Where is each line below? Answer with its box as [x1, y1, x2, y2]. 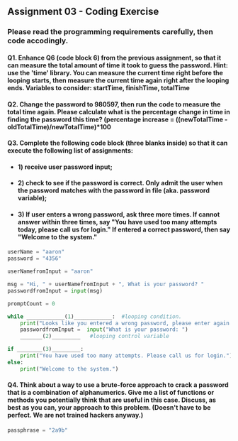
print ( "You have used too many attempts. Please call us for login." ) [20, 352, 233, 359]
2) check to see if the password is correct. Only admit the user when [17, 179, 223, 187]
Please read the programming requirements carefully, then [7, 27, 214, 37]
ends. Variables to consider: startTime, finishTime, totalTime [7, 83, 190, 92]
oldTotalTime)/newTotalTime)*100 [7, 122, 112, 131]
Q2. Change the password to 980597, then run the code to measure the [7, 99, 221, 109]
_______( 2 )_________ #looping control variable [20, 333, 170, 340]
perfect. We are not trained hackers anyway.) [7, 411, 144, 420]
